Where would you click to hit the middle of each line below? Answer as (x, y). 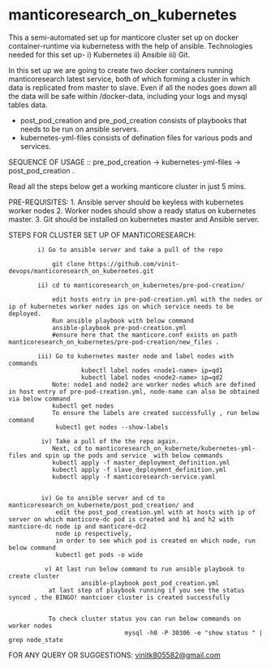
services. (35, 146)
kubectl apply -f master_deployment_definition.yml (141, 462)
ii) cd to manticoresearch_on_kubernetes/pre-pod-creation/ (141, 285)
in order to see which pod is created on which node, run (155, 541)
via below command (39, 399)
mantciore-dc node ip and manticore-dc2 (78, 526)
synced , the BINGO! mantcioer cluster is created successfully (119, 597)
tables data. (28, 105)
